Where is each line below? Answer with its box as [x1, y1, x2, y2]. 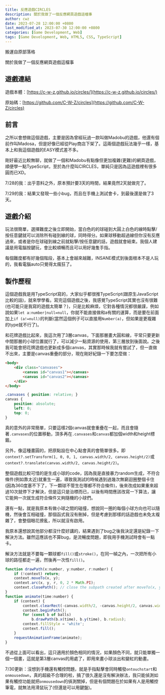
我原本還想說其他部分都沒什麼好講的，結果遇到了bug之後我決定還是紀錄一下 [5, 528, 160, 534]
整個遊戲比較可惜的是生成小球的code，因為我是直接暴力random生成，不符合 [5, 470, 160, 476]
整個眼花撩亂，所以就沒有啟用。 [22, 517, 87, 523]
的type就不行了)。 [5, 322, 42, 328]
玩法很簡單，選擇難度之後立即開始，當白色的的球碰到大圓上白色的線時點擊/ [5, 226, 158, 232]
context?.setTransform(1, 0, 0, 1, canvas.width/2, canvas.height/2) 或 [5, 453, 155, 459]
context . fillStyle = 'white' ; [23, 622, 84, 627]
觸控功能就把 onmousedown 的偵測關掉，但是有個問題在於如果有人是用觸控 [13, 678, 159, 684]
